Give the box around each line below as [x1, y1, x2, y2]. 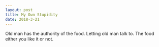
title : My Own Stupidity [5, 12, 58, 17]
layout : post [5, 7, 33, 13]
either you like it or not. [5, 36, 54, 42]
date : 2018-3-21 [5, 17, 40, 22]
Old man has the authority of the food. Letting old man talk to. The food [5, 31, 154, 37]
